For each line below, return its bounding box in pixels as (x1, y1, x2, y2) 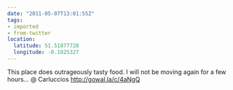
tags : (7, 17, 23, 24)
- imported (7, 23, 39, 30)
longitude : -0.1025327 (13, 49, 79, 56)
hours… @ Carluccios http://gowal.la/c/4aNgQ (7, 75, 140, 83)
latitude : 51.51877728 (13, 42, 79, 49)
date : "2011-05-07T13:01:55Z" (7, 10, 95, 17)
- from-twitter (7, 29, 51, 37)
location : (7, 36, 36, 43)
